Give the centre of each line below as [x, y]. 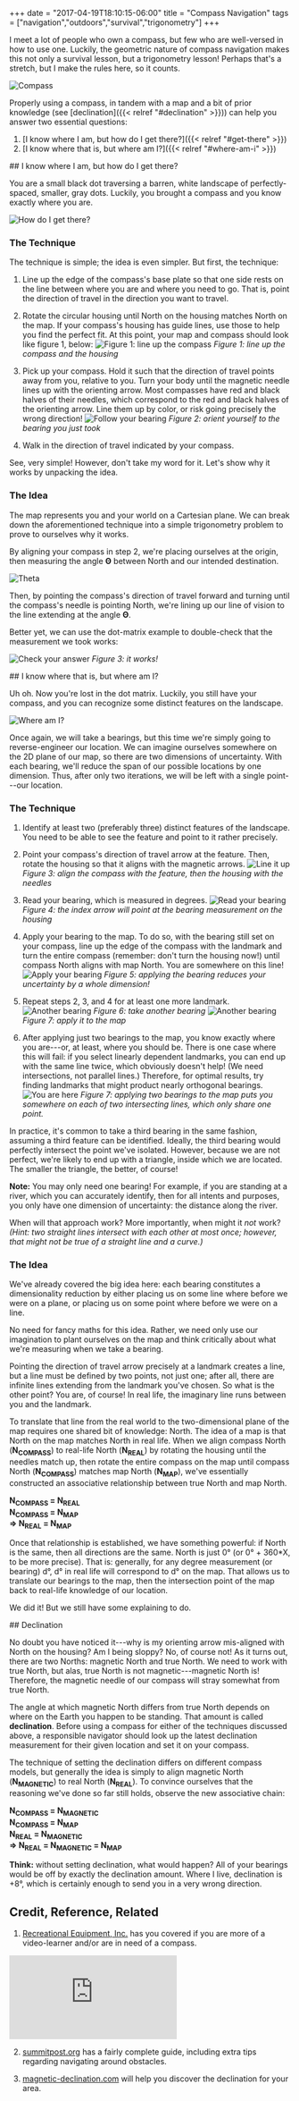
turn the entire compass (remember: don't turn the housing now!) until [151, 955]
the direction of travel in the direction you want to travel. [125, 299]
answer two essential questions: [68, 122]
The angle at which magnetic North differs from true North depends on [140, 1708]
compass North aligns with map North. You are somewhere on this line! [153, 965]
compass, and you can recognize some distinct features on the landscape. [146, 703]
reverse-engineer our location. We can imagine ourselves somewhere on [143, 747]
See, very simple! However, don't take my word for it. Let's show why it [140, 463]
